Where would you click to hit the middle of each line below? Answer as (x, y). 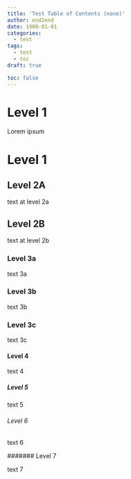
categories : (24, 33)
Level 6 (18, 421)
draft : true (24, 65)
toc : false (23, 78)
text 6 (16, 442)
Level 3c (22, 325)
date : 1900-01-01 (32, 26)
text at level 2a (28, 202)
